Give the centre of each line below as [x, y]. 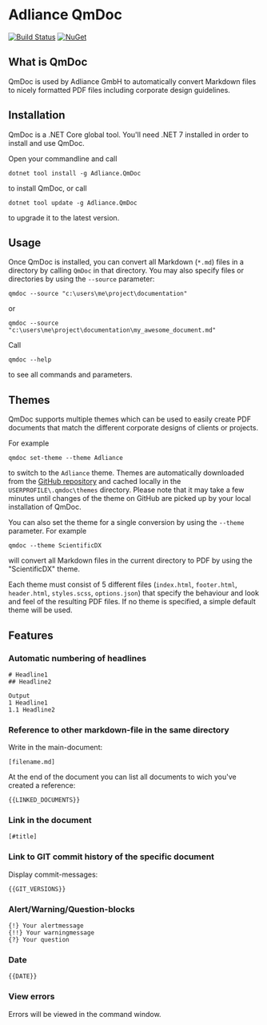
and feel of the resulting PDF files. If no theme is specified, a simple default [132, 602]
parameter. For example [48, 531]
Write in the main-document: [55, 748]
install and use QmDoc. [47, 143]
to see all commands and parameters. [71, 375]
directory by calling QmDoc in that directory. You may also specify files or [126, 271]
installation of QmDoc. [45, 507]
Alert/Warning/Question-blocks [72, 909]
